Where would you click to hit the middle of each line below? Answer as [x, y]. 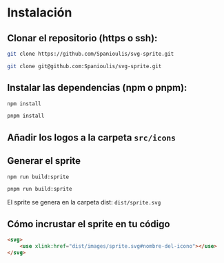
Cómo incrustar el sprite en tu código [89, 224]
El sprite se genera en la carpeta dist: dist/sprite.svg [84, 202]
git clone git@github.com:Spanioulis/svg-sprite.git [84, 66]
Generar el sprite [44, 161]
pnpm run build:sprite [40, 189]
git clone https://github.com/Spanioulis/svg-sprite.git [91, 54]
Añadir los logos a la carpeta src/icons [92, 137]
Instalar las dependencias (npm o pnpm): [97, 88]
